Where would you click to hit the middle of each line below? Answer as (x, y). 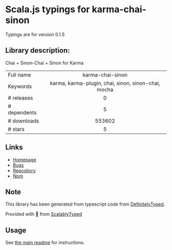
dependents (22, 112)
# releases (20, 98)
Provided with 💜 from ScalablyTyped (44, 214)
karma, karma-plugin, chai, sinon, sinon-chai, (105, 83)
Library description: (38, 50)
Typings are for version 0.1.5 (35, 34)
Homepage (25, 160)
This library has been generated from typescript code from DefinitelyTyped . (85, 204)
